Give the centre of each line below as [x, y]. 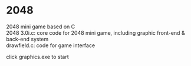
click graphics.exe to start [37, 57]
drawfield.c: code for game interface [51, 45]
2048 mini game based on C [41, 27]
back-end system [27, 39]
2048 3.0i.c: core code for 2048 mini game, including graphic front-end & [95, 32]
